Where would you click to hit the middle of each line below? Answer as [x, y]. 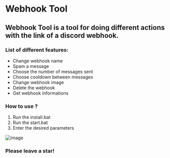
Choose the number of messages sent [53, 71]
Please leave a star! [30, 151]
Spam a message [31, 66]
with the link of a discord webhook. [62, 35]
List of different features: [37, 50]
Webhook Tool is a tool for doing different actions [85, 28]
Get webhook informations [40, 93]
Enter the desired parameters [43, 128]
